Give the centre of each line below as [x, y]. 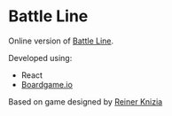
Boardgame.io [47, 84]
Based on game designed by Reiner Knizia [86, 101]
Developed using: [40, 58]
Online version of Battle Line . [61, 41]
